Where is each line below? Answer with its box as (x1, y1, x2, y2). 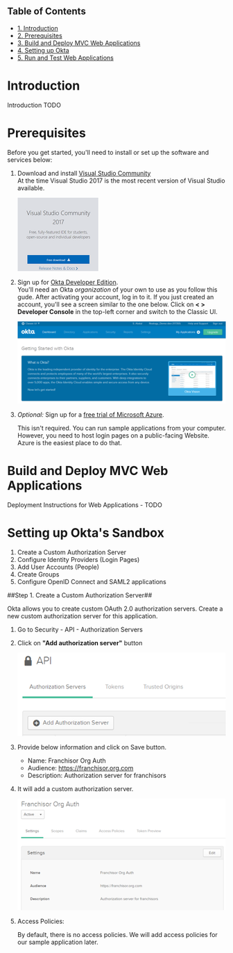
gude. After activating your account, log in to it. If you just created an (17, 292, 214, 301)
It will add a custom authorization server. (17, 784, 134, 793)
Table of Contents (7, 6, 87, 17)
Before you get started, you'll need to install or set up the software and (7, 148, 209, 156)
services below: (7, 156, 53, 164)
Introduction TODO (7, 101, 61, 109)
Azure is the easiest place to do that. (17, 439, 123, 447)
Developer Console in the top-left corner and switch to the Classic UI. (17, 307, 218, 315)
